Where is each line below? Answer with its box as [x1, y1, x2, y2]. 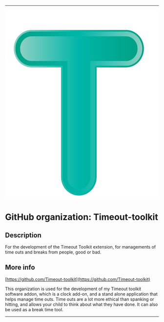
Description [5, 231, 41, 239]
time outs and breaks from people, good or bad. [5, 249, 102, 255]
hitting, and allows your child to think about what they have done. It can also [5, 301, 158, 307]
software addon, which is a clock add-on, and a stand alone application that [5, 291, 158, 297]
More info [5, 263, 35, 272]
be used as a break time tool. [5, 306, 63, 312]
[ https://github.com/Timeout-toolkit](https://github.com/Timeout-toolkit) [5, 276, 150, 282]
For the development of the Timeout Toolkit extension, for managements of [5, 244, 156, 250]
